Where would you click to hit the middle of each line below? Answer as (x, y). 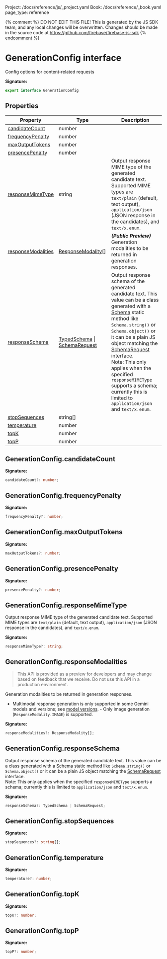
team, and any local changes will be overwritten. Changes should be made (82, 27)
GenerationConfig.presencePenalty (62, 569)
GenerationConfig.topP (42, 930)
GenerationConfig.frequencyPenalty (63, 496)
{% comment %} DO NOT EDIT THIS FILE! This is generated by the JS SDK (82, 22)
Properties (22, 106)
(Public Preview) (131, 236)
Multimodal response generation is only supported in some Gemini (81, 704)
